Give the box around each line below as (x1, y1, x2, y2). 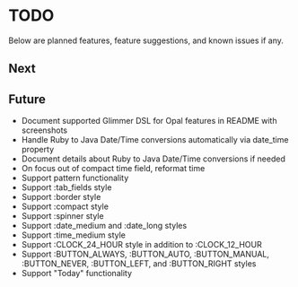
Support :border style (21, 192, 101, 203)
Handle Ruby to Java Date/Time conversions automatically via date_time (21, 135, 289, 145)
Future (8, 91, 47, 107)
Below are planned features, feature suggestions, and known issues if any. (8, 35, 285, 46)
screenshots (21, 125, 68, 135)
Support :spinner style (21, 211, 104, 222)
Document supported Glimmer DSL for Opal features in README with (21, 116, 277, 126)
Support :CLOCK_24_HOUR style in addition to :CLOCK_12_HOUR (21, 239, 262, 250)
